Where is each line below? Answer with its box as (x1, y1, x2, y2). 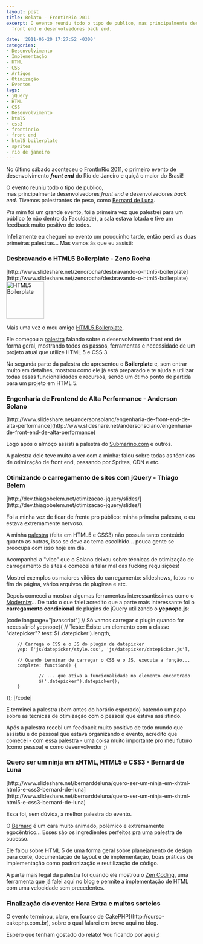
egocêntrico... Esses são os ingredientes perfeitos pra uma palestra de (6, 829, 182, 836)
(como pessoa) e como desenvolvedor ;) (6, 743, 108, 750)
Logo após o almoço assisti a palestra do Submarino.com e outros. (6, 441, 173, 448)
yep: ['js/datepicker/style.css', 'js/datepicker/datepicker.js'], (17, 646, 190, 653)
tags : (6, 87, 20, 94)
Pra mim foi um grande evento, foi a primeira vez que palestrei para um (6, 208, 183, 215)
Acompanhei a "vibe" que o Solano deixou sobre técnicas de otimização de (6, 555, 195, 563)
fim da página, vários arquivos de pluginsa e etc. (6, 580, 127, 587)
